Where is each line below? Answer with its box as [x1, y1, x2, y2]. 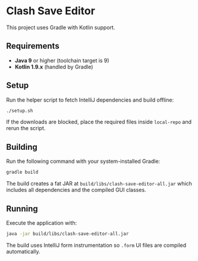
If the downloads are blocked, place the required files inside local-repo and [6, 118, 192, 125]
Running [6, 203, 39, 213]
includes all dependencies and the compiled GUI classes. [6, 186, 147, 194]
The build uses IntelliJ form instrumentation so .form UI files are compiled [6, 241, 187, 249]
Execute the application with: [6, 219, 77, 227]
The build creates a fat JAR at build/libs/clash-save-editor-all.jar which [6, 180, 192, 187]
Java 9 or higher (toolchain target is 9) [14, 56, 109, 64]
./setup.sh [6, 108, 33, 114]
